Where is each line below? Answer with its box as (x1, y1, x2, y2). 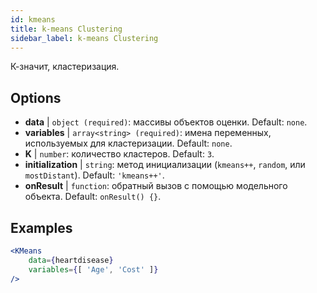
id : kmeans (10, 14, 56, 25)
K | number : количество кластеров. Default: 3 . (24, 148, 215, 160)
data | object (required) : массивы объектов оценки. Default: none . (24, 116, 308, 128)
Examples (10, 219, 73, 236)
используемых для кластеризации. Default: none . (24, 137, 233, 150)
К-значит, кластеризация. (10, 61, 120, 73)
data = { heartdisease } (28, 255, 114, 265)
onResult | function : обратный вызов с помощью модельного (24, 180, 288, 192)
